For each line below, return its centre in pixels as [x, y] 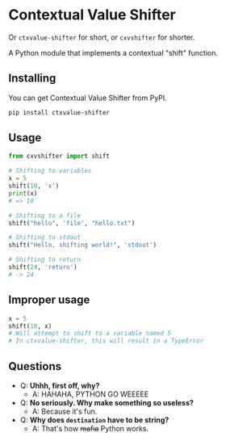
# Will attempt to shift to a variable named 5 [90, 334]
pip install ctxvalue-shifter [59, 112]
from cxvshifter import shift [59, 156]
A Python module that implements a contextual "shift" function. [113, 52]
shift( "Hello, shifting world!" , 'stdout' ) [83, 245]
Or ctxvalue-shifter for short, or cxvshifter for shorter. [102, 37]
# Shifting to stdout [45, 237]
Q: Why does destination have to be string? [94, 420]
